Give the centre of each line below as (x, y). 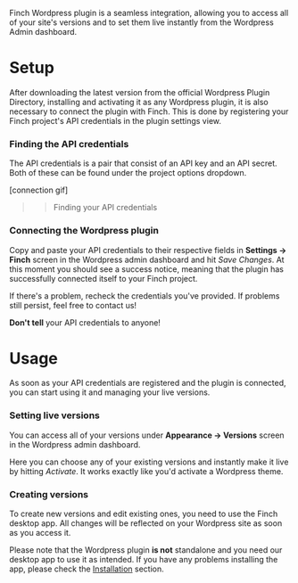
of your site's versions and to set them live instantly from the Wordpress (141, 22)
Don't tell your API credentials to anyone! (85, 322)
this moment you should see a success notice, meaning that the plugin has (146, 269)
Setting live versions (54, 415)
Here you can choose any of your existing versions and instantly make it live (149, 462)
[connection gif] (39, 190)
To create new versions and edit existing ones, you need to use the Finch (144, 514)
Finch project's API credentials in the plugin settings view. (115, 120)
